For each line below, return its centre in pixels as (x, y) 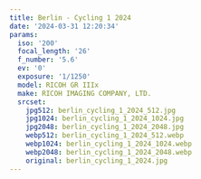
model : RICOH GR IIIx (58, 85)
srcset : (32, 102)
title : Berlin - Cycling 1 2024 (70, 18)
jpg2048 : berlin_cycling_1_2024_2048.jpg (105, 127)
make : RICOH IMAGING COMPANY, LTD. (85, 93)
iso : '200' (38, 43)
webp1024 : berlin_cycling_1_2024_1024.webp (109, 144)
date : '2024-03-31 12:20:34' (64, 26)
